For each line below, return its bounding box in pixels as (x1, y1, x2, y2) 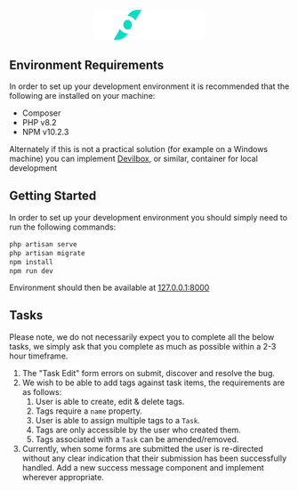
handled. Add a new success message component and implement (21, 462, 264, 472)
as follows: (21, 386, 62, 397)
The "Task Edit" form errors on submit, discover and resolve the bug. (21, 367, 276, 378)
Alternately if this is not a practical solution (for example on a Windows (9, 144, 269, 155)
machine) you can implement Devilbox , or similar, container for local (9, 153, 258, 165)
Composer (21, 108, 61, 118)
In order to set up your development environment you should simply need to (9, 212, 287, 222)
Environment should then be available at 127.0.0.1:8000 (9, 282, 210, 293)
